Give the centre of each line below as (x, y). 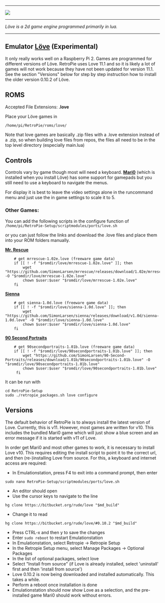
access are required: (26, 463)
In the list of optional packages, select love (55, 558)
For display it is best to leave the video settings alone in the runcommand (79, 192)
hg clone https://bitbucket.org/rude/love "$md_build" (62, 505)
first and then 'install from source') (47, 569)
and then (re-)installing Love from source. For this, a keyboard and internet (81, 458)
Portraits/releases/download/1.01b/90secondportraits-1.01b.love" (74, 360)
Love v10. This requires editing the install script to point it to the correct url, (81, 452)
